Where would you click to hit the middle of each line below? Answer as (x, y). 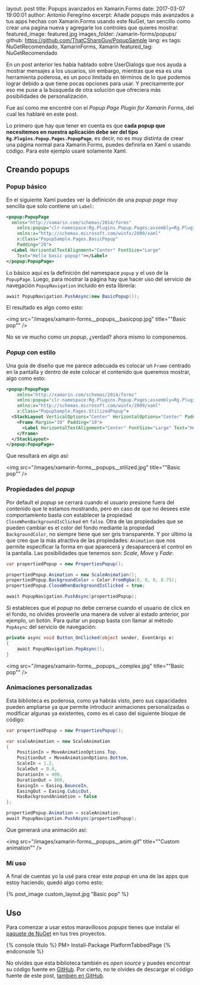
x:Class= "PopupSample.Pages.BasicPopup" (68, 239)
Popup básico (26, 187)
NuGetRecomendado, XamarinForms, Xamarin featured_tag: (79, 47)
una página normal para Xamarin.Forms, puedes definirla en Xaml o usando (99, 145)
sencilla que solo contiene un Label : (50, 206)
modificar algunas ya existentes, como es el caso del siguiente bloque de (96, 713)
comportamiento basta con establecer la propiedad (69, 515)
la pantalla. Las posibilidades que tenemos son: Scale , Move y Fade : (90, 553)
